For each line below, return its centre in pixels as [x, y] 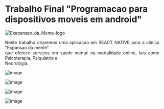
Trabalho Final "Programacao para [76, 9]
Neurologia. [17, 63]
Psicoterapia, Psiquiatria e [31, 58]
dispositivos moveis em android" [73, 19]
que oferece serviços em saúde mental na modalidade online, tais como [82, 53]
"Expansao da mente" [27, 47]
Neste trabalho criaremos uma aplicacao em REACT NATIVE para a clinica [82, 42]
